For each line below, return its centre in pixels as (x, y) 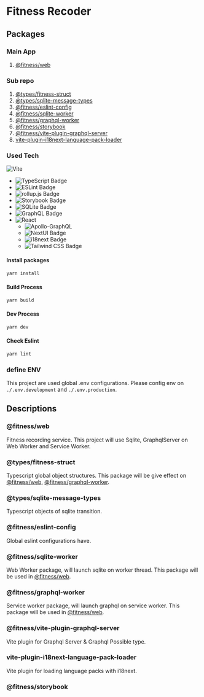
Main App (21, 52)
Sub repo (20, 80)
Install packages (28, 260)
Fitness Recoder (49, 11)
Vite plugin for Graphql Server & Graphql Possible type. (76, 641)
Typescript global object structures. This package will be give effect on (96, 476)
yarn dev (18, 327)
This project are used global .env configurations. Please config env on (95, 383)
